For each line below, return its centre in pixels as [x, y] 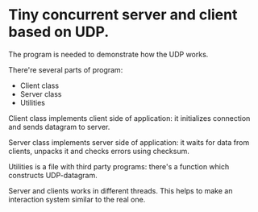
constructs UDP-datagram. [53, 175]
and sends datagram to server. [59, 127]
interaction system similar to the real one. [77, 199]
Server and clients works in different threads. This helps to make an [121, 190]
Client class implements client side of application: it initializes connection [129, 118]
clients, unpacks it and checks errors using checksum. [99, 151]
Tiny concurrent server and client [123, 15]
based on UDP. [59, 32]
